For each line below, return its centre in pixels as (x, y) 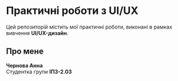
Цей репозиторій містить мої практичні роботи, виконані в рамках (89, 27)
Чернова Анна (24, 65)
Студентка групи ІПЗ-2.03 (39, 72)
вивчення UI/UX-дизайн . (37, 33)
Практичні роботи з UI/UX (72, 11)
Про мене (25, 52)
